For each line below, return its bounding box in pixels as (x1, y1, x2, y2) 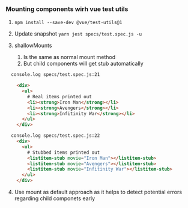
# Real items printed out (27, 93, 92, 99)
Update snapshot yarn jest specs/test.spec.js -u (14, 30, 142, 37)
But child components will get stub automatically (23, 60, 144, 68)
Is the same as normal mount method (23, 54, 116, 61)
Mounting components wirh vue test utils (5, 5, 129, 13)
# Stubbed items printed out (27, 150, 100, 156)
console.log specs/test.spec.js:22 (11, 133, 100, 139)
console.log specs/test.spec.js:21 (11, 72, 100, 78)
